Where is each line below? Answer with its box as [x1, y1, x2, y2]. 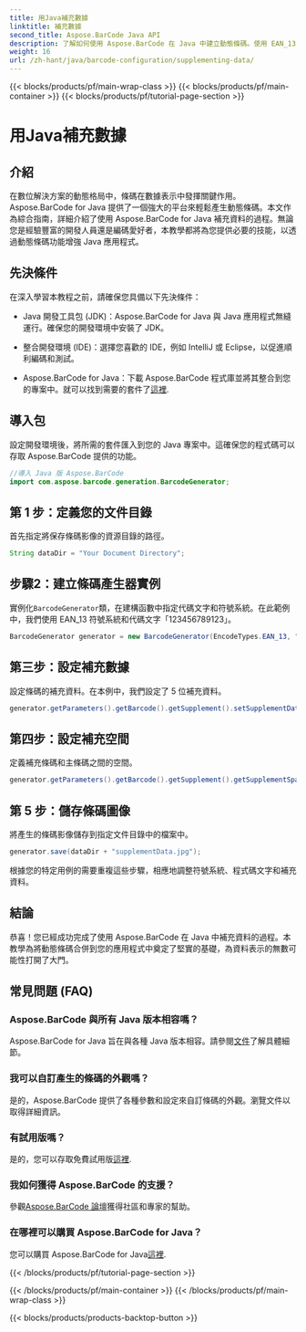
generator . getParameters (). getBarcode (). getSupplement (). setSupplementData [9, 704, 303, 713]
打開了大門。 [25, 954, 74, 965]
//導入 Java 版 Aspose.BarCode [9, 468, 125, 477]
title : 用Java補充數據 [9, 13, 89, 23]
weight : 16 [9, 47, 51, 57]
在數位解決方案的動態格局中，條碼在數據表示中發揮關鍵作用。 [9, 191, 241, 201]
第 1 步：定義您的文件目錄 [9, 504, 152, 520]
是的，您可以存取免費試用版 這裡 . [9, 1153, 132, 1164]
